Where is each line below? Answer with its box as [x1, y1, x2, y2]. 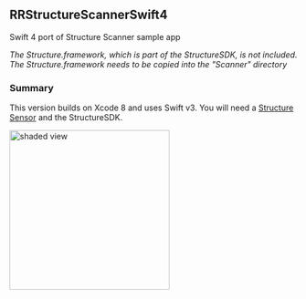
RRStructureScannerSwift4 [9, 7, 168, 23]
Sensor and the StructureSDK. [9, 112, 123, 123]
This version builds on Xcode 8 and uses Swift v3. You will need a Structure [9, 102, 294, 113]
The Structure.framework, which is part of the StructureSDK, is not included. [9, 49, 298, 60]
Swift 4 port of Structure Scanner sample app [9, 31, 181, 42]
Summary [9, 81, 55, 94]
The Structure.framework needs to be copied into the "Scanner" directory [9, 58, 288, 69]
